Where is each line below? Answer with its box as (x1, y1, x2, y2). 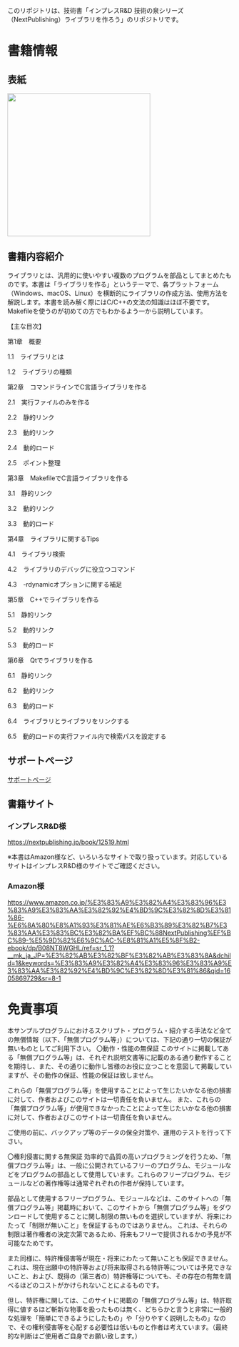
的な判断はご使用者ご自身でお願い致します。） (7, 1331, 141, 1340)
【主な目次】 (7, 322, 45, 330)
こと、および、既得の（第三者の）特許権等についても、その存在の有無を (13, 1271, 225, 1281)
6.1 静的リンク (7, 671, 53, 680)
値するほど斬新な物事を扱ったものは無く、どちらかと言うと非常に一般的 (19, 1305, 233, 1313)
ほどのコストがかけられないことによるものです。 (19, 1281, 163, 1289)
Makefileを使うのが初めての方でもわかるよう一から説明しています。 (7, 307, 207, 315)
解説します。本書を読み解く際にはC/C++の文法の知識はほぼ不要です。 (7, 297, 214, 306)
